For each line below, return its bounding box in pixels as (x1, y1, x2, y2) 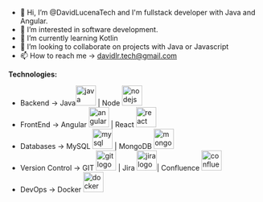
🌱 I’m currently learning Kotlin (19, 33, 118, 43)
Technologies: (8, 69, 58, 79)
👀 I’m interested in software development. (19, 25, 158, 34)
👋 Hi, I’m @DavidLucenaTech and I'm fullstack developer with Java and (19, 8, 256, 17)
